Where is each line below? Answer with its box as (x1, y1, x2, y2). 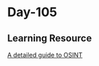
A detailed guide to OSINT (7, 51, 83, 59)
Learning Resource (7, 32, 93, 44)
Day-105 (7, 4, 58, 20)
